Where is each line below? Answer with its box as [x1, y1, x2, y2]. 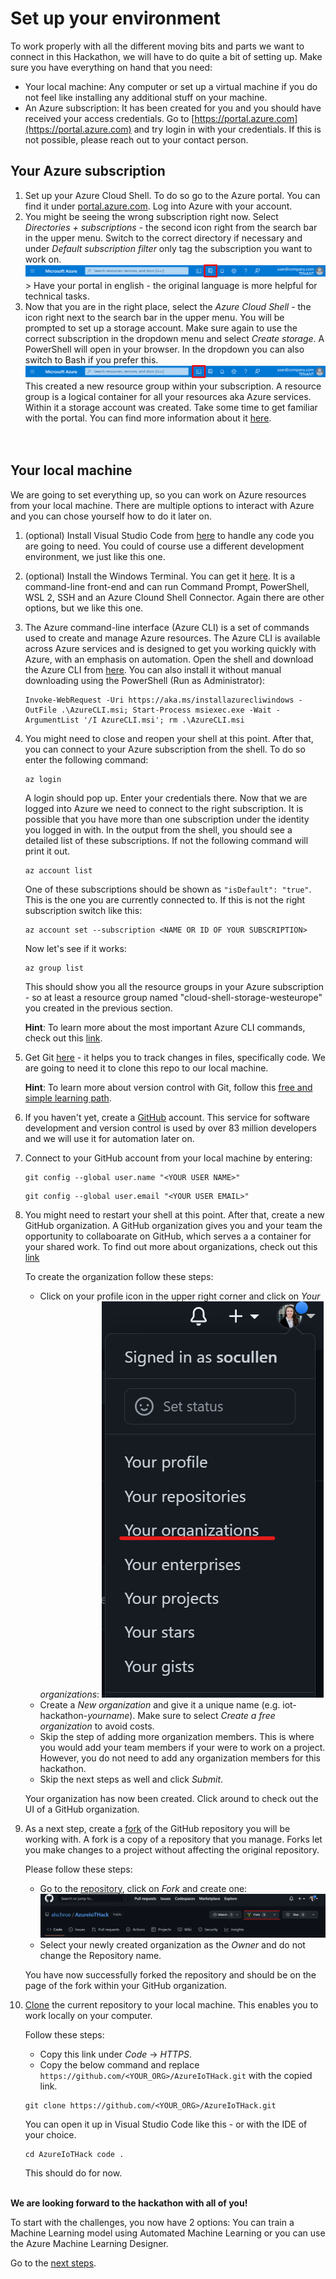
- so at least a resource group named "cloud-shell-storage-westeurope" [24, 991, 323, 1003]
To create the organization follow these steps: [24, 1270, 214, 1282]
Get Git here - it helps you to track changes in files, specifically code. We [24, 1051, 326, 1063]
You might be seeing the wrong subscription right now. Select [24, 210, 279, 222]
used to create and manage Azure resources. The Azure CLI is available [24, 632, 321, 644]
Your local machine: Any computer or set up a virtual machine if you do [24, 80, 318, 92]
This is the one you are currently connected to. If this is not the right [24, 893, 306, 906]
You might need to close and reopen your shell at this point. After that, [24, 732, 314, 744]
